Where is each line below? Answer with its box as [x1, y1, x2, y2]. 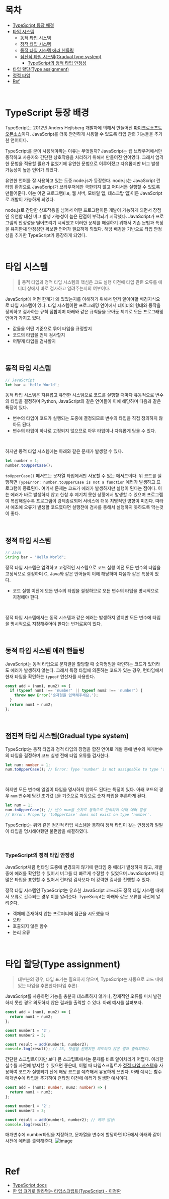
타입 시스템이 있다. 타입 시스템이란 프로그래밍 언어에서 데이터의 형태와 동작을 [10, 302, 161, 308]
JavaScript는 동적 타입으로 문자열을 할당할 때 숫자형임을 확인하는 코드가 [5, 661, 147, 667]
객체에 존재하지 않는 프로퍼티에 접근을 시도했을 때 [12, 911, 110, 917]
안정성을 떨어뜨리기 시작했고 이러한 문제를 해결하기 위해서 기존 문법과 [18, 219, 154, 225]
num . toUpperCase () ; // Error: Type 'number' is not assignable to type [5, 767, 158, 772]
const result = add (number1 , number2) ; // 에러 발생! [5, 1117, 116, 1122]
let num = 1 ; [5, 803, 33, 808]
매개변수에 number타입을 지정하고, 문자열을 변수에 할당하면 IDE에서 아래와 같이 [5, 1132, 161, 1138]
